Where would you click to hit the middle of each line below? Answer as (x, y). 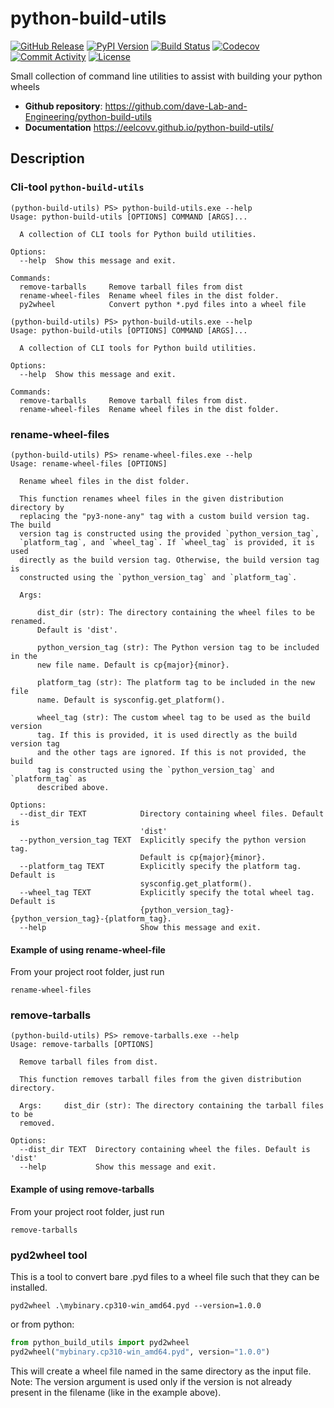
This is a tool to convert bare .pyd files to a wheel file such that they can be (165, 1276)
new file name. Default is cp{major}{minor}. (133, 665)
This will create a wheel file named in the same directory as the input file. (161, 1371)
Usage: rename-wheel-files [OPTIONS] (89, 463)
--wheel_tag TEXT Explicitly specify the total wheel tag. (167, 892)
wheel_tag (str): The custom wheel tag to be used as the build (173, 717)
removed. (37, 1123)
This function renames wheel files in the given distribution (151, 498)
